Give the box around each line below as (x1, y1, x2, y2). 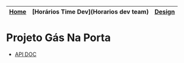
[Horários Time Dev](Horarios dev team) (31, 8, 149, 15)
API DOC (14, 51, 37, 58)
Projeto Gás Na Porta (6, 31, 111, 45)
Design (154, 8, 175, 15)
